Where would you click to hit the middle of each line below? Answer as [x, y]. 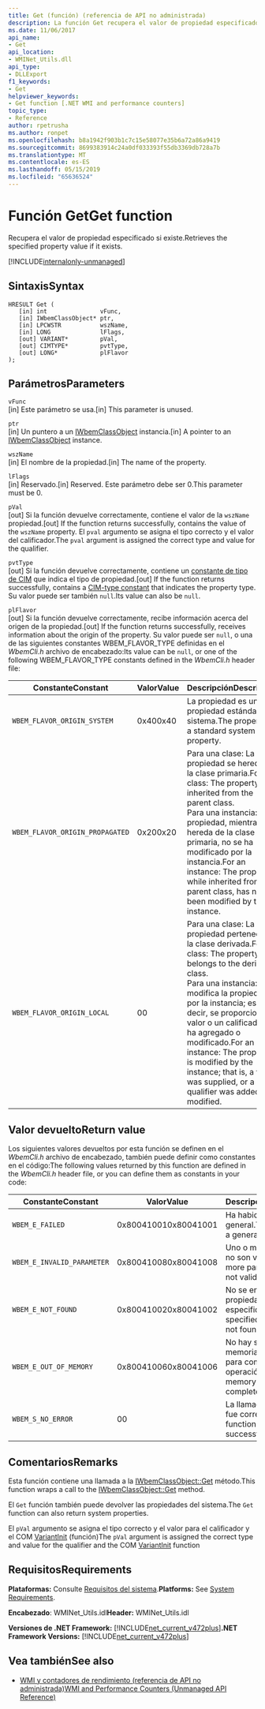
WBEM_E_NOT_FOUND [45, 1310]
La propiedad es [216, 701]
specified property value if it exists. [65, 246]
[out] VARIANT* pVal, [68, 339]
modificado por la [219, 852]
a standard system [221, 731]
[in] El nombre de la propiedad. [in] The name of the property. [107, 462]
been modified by [219, 902]
